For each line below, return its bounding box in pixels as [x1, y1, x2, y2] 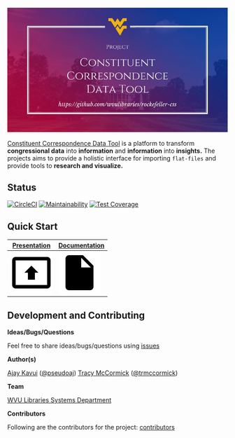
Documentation [58, 241, 105, 249]
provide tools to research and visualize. [7, 161, 124, 170]
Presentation [12, 241, 51, 249]
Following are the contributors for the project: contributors [7, 423, 175, 432]
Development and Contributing [7, 309, 145, 321]
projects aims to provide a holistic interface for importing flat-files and [7, 153, 217, 162]
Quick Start [7, 220, 58, 232]
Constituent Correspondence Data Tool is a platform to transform [7, 139, 195, 147]
